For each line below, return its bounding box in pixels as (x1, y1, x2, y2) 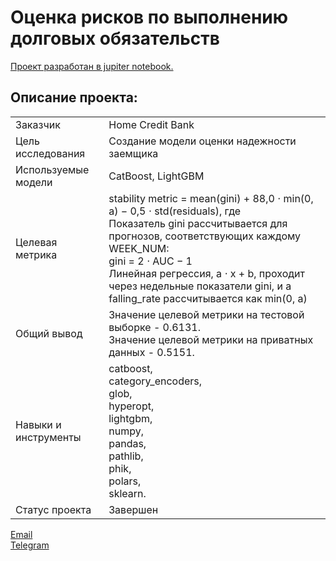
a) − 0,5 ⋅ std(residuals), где (108, 204, 242, 218)
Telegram (10, 539, 50, 551)
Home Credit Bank (108, 117, 195, 131)
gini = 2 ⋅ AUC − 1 (108, 254, 193, 268)
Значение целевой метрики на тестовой (108, 307, 305, 321)
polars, (108, 474, 142, 488)
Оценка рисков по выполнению (10, 6, 288, 29)
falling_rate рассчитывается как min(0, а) (108, 291, 308, 305)
